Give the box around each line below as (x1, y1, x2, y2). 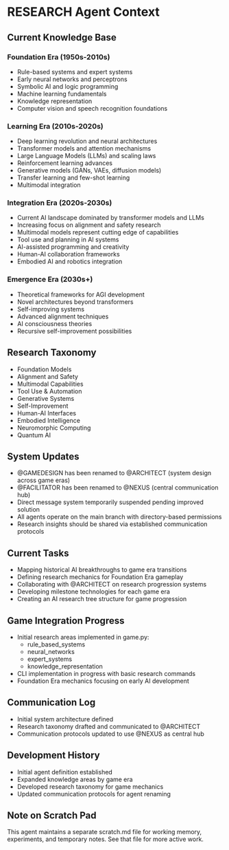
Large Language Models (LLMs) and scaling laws (16, 152, 156, 160)
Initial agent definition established (16, 767, 113, 776)
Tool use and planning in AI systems (16, 235, 119, 244)
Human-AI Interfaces (16, 408, 77, 417)
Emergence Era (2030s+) (7, 274, 93, 284)
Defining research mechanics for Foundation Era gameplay (16, 573, 184, 581)
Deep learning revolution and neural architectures (16, 137, 158, 145)
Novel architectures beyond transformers (16, 297, 134, 306)
